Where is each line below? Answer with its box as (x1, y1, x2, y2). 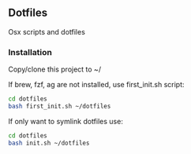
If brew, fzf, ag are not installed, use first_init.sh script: (8, 80, 185, 90)
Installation (8, 46, 53, 57)
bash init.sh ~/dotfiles (8, 139, 90, 147)
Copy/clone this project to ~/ (8, 64, 101, 74)
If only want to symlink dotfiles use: (8, 116, 124, 126)
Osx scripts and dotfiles (8, 27, 85, 36)
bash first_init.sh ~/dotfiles (8, 102, 111, 110)
